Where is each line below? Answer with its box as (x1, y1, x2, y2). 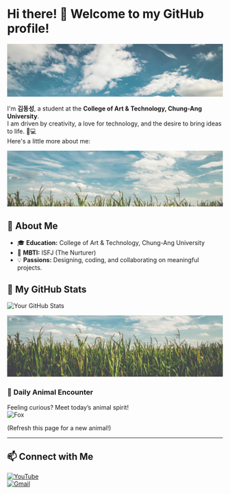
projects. (16, 263, 42, 272)
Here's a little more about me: (7, 137, 91, 145)
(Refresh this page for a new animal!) (7, 423, 112, 432)
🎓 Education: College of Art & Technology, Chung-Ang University (16, 239, 205, 247)
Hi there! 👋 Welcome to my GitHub (7, 6, 204, 22)
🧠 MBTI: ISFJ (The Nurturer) (16, 248, 97, 257)
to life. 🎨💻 (7, 127, 37, 136)
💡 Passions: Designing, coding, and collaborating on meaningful (16, 256, 200, 264)
